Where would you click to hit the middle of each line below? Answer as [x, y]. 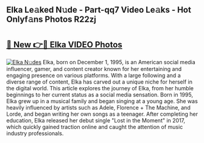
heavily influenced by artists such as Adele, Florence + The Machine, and [98, 108]
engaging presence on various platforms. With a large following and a [93, 75]
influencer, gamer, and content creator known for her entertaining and [94, 69]
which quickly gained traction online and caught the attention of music [95, 127]
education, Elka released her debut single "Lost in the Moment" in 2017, [96, 120]
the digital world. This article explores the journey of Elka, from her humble [100, 88]
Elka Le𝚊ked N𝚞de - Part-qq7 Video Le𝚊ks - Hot [99, 10]
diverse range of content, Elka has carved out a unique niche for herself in [100, 82]
